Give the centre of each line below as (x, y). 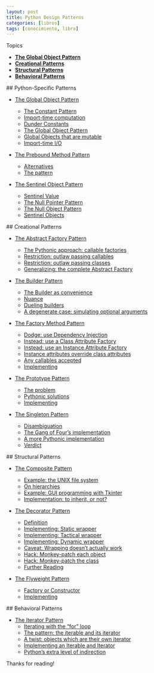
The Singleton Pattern (41, 414)
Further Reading (44, 567)
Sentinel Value (41, 196)
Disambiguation (43, 426)
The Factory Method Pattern (50, 323)
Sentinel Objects (44, 215)
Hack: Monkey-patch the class (61, 561)
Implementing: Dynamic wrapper (64, 542)
